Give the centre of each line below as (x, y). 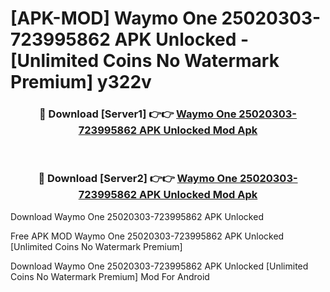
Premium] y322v (81, 82)
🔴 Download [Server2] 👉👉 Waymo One (138, 179)
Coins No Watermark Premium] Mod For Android (110, 276)
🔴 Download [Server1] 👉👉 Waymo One (138, 114)
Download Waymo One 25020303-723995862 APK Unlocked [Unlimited (159, 266)
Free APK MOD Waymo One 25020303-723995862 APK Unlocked (147, 236)
